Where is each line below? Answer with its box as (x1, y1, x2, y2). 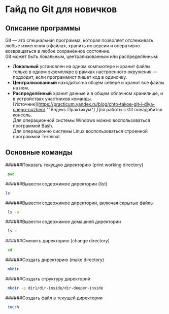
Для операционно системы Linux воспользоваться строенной (12, 128, 148, 134)
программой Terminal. (12, 134, 61, 139)
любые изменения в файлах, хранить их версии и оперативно (5, 43, 140, 49)
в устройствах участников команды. (12, 96, 92, 102)
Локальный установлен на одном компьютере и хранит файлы (12, 64, 151, 69)
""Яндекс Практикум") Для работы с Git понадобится (46, 107, 162, 112)
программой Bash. (12, 123, 53, 129)
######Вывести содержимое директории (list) (5, 180, 108, 186)
